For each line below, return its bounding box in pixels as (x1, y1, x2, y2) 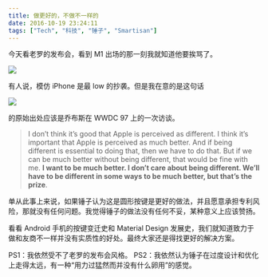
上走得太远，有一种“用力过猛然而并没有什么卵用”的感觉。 (8, 260, 197, 270)
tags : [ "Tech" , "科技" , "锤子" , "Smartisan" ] (8, 26, 158, 34)
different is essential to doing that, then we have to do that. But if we (27, 146, 253, 156)
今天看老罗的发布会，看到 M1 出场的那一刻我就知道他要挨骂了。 (8, 49, 218, 59)
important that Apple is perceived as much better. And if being (27, 137, 233, 148)
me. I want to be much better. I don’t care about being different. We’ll (27, 163, 260, 172)
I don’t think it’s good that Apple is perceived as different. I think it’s (27, 129, 249, 139)
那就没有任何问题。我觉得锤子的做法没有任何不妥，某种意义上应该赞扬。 (22, 207, 260, 216)
